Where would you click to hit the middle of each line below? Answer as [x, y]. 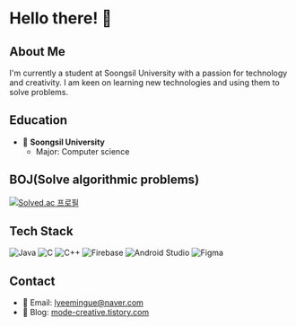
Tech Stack [41, 231]
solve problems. [39, 92]
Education [39, 120]
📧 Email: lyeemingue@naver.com [83, 303]
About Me [37, 52]
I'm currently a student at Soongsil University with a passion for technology [148, 73]
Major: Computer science [83, 151]
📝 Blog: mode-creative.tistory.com [86, 313]
